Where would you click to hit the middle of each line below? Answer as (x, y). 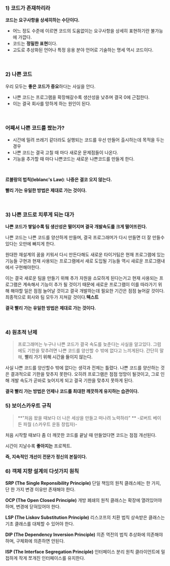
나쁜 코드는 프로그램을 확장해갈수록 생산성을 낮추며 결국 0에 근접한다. (81, 97)
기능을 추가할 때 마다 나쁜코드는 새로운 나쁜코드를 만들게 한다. (74, 159)
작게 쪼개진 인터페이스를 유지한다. (52, 558)
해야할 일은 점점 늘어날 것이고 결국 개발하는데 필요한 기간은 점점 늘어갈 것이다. (88, 291)
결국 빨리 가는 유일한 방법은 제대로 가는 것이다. (51, 308)
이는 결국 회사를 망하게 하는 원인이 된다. (52, 103)
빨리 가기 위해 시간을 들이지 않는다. (59, 357)
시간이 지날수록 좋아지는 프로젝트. (39, 445)
